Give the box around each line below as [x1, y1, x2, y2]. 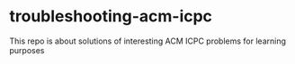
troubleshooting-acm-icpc [9, 6, 213, 27]
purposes [9, 44, 45, 55]
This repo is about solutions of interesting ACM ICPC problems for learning [9, 36, 286, 46]
